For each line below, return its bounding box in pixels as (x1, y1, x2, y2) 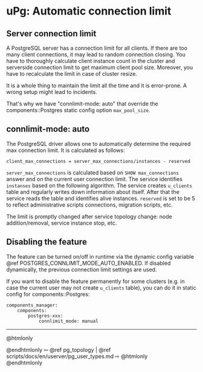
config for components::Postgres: (6, 290, 90, 297)
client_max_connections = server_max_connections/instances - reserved (6, 158, 190, 164)
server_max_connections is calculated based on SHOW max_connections (6, 168, 179, 176)
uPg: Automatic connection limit (6, 4, 172, 18)
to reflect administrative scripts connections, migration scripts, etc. (6, 201, 173, 208)
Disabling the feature (6, 237, 88, 247)
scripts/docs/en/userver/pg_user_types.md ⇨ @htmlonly (6, 353, 148, 360)
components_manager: (6, 302, 59, 308)
